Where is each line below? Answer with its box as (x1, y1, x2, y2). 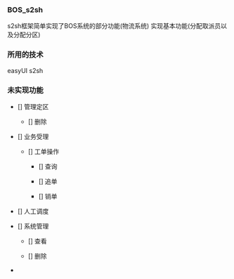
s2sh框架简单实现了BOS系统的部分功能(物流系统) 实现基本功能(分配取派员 (7, 22, 221, 30)
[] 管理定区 (17, 102, 49, 110)
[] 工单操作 (27, 147, 60, 155)
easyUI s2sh (7, 66, 44, 74)
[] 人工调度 (17, 207, 49, 215)
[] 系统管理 (17, 221, 49, 230)
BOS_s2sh (7, 5, 44, 15)
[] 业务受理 (17, 132, 49, 141)
